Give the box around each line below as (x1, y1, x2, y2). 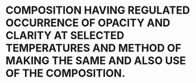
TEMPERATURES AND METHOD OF (5, 41, 182, 55)
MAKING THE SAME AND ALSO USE (5, 54, 186, 68)
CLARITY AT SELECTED (5, 29, 125, 42)
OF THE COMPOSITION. (5, 66, 126, 80)
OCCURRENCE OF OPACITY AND (5, 16, 170, 30)
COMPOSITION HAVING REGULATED (5, 4, 190, 17)
